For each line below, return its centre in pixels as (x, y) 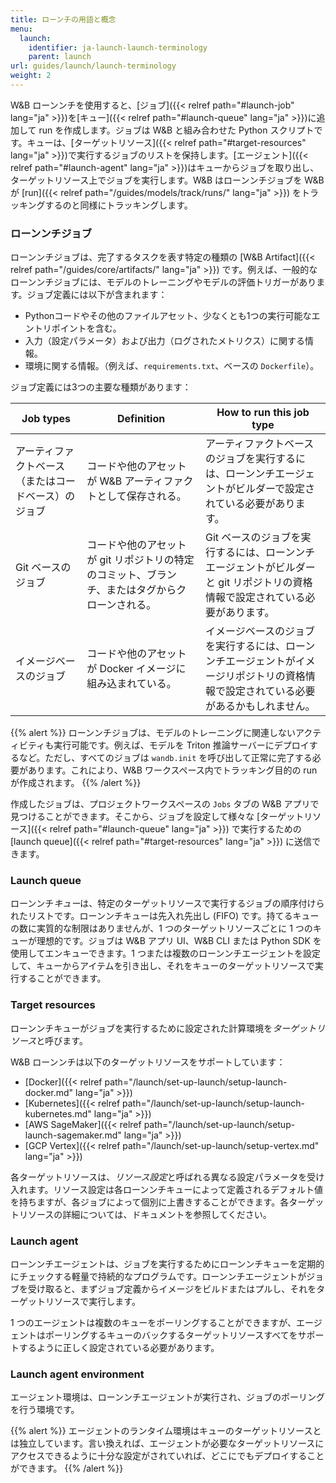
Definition (141, 419)
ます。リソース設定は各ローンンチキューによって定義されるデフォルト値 (175, 1189)
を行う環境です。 (45, 1410)
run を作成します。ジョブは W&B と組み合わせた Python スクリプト (176, 130)
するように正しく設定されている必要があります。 (119, 1348)
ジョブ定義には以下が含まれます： (97, 295)
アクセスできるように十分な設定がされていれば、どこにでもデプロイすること (167, 1456)
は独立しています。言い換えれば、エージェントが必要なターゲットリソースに (167, 1443)
